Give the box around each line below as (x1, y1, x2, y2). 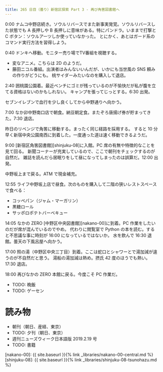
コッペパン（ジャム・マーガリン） (12, 198, 81, 204)
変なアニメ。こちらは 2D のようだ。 (12, 60, 84, 66)
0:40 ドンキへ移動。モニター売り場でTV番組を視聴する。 (5, 50, 120, 56)
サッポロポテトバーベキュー (12, 210, 68, 216)
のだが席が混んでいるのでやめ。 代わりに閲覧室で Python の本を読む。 (5, 226, 146, 232)
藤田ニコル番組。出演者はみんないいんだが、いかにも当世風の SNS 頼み (12, 66, 156, 72)
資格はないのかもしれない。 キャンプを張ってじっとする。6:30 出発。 (13, 89, 153, 94)
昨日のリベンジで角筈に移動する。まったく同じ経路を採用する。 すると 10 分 (5, 126, 158, 131)
